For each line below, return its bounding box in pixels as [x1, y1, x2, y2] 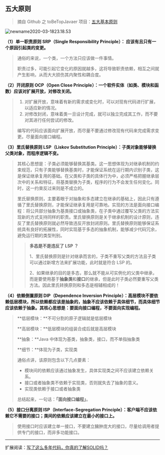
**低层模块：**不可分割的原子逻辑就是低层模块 [17, 315, 112, 321]
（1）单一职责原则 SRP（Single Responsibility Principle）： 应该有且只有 [5, 38, 152, 44]
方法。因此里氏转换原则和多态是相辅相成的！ [29, 282, 120, 288]
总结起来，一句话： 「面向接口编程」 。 [17, 396, 91, 402]
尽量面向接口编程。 [26, 134, 65, 139]
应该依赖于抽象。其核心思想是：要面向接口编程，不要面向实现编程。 [5, 305, 143, 311]
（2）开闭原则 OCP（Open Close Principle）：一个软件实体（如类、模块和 [5, 82, 155, 88]
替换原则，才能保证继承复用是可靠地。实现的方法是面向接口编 [34, 202, 160, 208]
